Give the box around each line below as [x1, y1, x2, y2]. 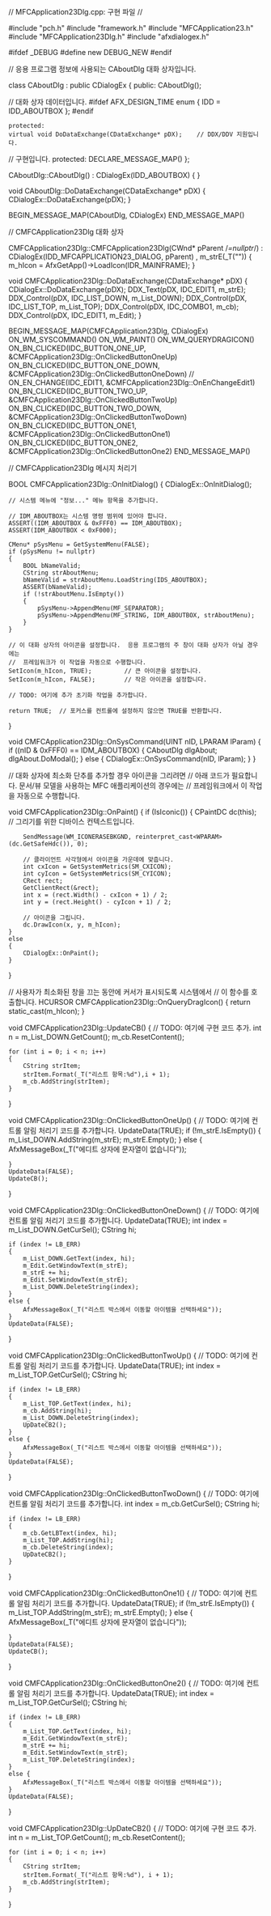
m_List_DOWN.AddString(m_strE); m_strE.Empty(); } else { [8, 1135, 203, 1144]
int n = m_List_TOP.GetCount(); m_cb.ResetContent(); [8, 1833, 186, 1842]
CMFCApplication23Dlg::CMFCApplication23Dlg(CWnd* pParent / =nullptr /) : [8, 244, 264, 252]
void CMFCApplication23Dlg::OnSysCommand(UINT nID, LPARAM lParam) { [8, 737, 261, 746]
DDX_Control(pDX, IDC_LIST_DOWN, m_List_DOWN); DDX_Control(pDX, [8, 294, 248, 303]
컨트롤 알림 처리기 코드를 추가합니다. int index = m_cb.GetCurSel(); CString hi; [8, 1499, 260, 1508]
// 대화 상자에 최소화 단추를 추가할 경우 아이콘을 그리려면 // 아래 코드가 [8, 771, 231, 780]
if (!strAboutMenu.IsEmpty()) [23, 590, 125, 598]
